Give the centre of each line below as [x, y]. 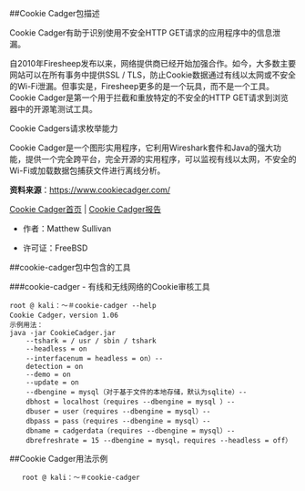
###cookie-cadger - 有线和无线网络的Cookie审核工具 [110, 286]
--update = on [52, 383]
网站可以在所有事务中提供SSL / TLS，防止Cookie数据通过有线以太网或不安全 [152, 75]
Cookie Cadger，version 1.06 [64, 315]
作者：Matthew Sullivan [67, 229]
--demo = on [48, 374]
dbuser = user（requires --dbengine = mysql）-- [118, 412]
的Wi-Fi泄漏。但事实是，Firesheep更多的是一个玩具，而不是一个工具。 [142, 86]
